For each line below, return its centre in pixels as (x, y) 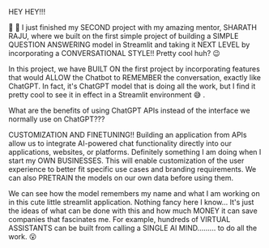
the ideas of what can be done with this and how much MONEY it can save (133, 211)
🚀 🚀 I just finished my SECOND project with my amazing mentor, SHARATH (133, 27)
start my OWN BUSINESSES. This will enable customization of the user (126, 160)
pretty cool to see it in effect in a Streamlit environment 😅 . (107, 95)
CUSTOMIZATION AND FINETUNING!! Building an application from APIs (128, 135)
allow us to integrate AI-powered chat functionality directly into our (120, 143)
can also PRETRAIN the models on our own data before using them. (121, 178)
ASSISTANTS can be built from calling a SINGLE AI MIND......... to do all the (133, 228)
